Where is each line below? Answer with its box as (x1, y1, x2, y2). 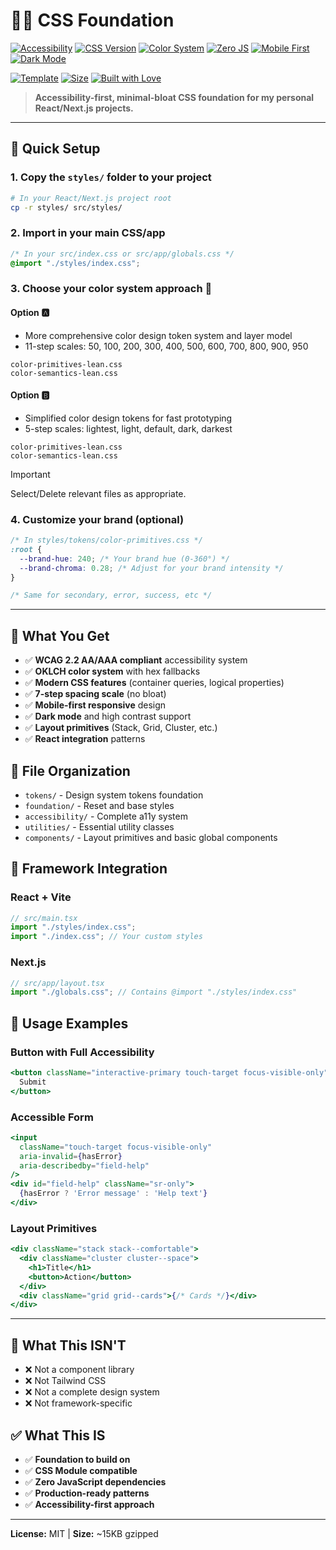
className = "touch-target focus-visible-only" (19, 1142, 213, 1152)
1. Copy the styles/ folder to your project (10, 170, 212, 184)
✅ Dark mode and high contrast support (24, 710, 192, 723)
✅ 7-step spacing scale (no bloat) (24, 688, 167, 700)
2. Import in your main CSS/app (10, 226, 166, 240)
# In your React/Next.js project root (10, 193, 172, 203)
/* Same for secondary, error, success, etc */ (10, 590, 213, 601)
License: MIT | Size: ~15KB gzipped (10, 1527, 159, 1539)
